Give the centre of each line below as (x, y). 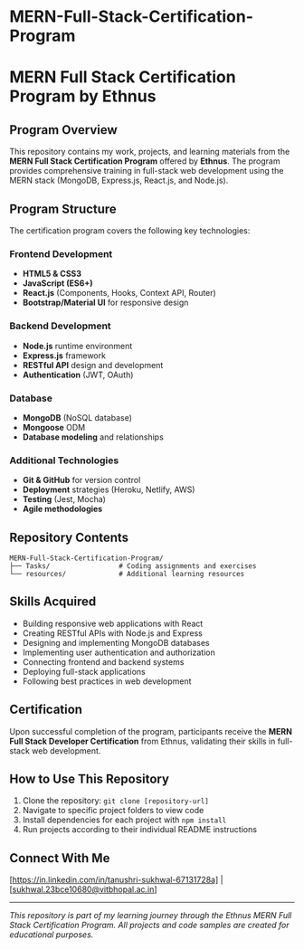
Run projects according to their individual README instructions (140, 830)
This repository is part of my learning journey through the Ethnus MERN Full (151, 916)
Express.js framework (64, 356)
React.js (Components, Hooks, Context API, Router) (119, 293)
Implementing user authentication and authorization (119, 652)
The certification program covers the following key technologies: (130, 231)
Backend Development (60, 326)
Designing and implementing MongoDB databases (116, 642)
